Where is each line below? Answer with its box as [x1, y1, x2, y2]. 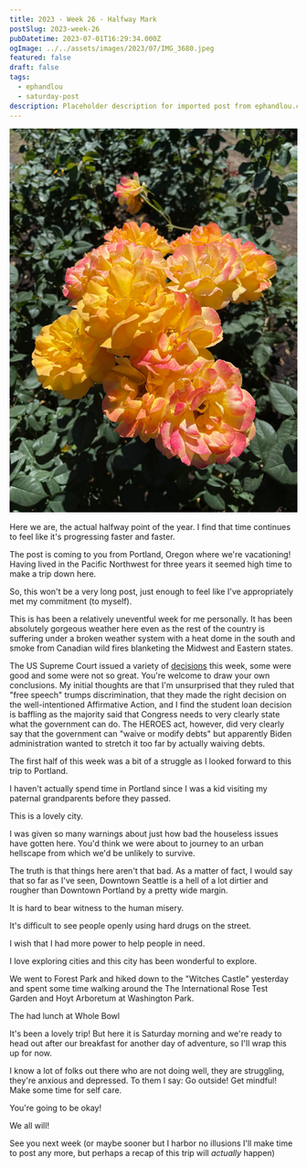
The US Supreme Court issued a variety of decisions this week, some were [9, 661, 292, 672]
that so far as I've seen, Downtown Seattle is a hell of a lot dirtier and [9, 875, 269, 886]
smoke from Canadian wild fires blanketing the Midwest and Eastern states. [9, 642, 294, 653]
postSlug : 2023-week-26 [9, 24, 101, 34]
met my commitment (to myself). [9, 596, 132, 607]
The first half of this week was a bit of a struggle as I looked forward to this [9, 756, 292, 767]
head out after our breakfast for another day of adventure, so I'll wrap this [9, 1038, 287, 1049]
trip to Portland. [9, 766, 69, 777]
